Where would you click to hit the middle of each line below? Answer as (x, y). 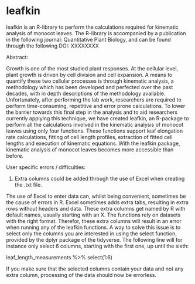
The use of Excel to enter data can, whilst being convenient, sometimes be (96, 196)
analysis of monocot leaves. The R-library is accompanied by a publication (96, 33)
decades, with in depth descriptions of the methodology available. (86, 93)
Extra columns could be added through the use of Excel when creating (100, 178)
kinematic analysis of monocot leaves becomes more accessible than (90, 149)
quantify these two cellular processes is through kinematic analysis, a (90, 81)
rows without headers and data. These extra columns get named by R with (96, 208)
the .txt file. (28, 185)
